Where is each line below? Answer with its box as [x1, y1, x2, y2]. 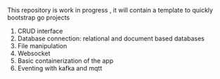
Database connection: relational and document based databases [17, 34, 205, 43]
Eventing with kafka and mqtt [17, 64, 103, 72]
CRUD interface [17, 27, 63, 35]
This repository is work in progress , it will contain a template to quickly [7, 6, 213, 14]
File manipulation [17, 42, 67, 50]
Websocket [17, 49, 51, 57]
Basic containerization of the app [17, 57, 114, 65]
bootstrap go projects [7, 13, 70, 22]
